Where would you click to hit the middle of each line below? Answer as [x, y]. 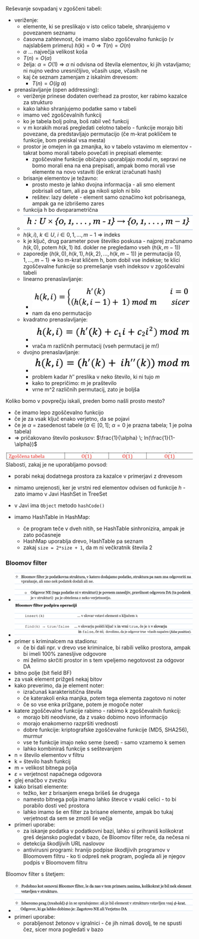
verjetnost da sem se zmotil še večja [68, 818]
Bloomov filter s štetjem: [35, 874]
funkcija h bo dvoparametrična [61, 210]
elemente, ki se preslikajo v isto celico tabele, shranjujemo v [97, 26]
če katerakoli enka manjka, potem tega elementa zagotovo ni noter [105, 698]
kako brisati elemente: [41, 787]
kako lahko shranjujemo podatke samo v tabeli [80, 109]
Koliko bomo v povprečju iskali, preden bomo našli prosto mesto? [85, 400]
